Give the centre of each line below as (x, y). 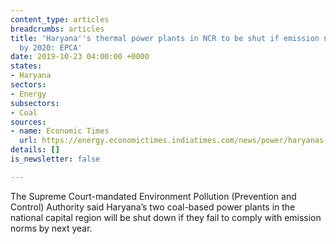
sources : (28, 122)
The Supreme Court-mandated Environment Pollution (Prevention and (153, 196)
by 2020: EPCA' (51, 47)
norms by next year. (51, 228)
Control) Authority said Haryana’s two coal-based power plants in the (153, 207)
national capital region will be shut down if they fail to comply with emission (166, 217)
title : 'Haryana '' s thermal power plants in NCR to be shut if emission (165, 38)
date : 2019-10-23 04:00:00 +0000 (80, 57)
